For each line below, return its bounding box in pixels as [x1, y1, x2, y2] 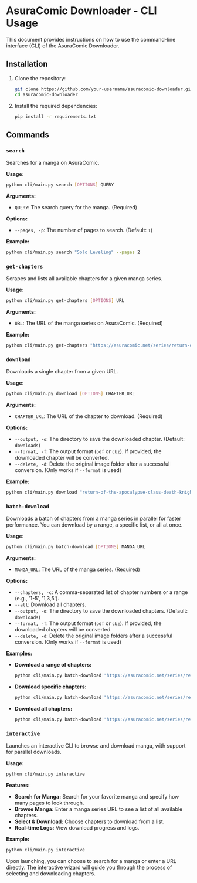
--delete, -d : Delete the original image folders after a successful [14, 632, 173, 640]
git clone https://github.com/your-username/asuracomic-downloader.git [14, 86, 193, 92]
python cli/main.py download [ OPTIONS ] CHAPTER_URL [6, 391, 135, 397]
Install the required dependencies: [14, 102, 98, 109]
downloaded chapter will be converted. [14, 454, 110, 461]
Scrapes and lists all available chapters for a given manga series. [6, 275, 163, 282]
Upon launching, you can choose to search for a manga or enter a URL [6, 857, 177, 864]
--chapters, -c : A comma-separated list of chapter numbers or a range [14, 589, 188, 596]
